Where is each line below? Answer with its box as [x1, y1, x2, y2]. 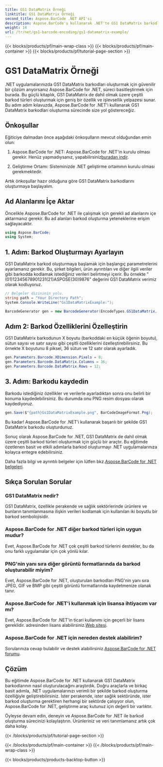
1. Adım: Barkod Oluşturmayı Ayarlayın [5, 248, 124, 256]
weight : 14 [5, 25, 27, 30]
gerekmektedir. [12, 168, 43, 174]
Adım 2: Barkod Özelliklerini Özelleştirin [5, 322, 128, 331]
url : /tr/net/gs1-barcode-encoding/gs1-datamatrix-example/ [5, 30, 130, 35]
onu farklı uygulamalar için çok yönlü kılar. [5, 548, 89, 554]
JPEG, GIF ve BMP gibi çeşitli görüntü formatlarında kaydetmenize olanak [5, 583, 151, 589]
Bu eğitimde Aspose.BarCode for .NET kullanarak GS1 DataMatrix [5, 677, 135, 684]
